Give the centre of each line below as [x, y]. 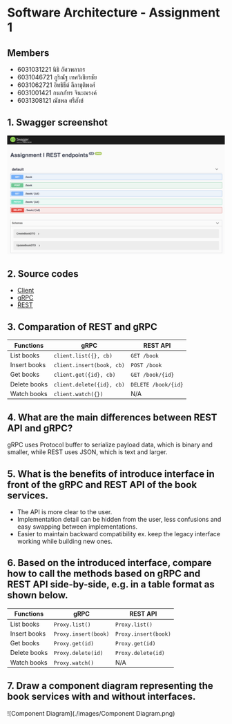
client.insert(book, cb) [89, 366]
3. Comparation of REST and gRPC [82, 327]
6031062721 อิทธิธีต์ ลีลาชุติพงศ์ [56, 85]
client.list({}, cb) [83, 356]
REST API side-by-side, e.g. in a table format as [111, 585]
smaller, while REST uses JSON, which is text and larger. [87, 452]
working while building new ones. [65, 541]
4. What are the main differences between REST [112, 417]
